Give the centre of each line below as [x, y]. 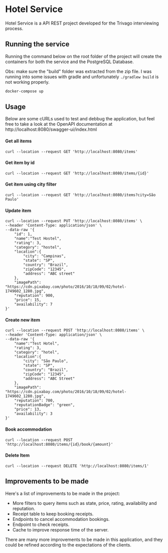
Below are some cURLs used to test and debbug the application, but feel [80, 119]
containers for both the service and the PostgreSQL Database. [69, 62]
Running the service [37, 44]
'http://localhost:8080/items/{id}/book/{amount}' [59, 444]
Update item [18, 210]
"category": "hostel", [38, 247]
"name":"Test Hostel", [38, 239]
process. [14, 28]
